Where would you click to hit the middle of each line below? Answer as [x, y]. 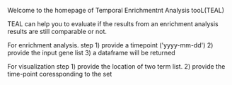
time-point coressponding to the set [60, 74]
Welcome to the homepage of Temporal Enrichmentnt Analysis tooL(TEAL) [116, 10]
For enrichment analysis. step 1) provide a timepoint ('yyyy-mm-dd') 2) [110, 45]
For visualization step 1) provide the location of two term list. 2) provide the [116, 66]
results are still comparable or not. [57, 32]
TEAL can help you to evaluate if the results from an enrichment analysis [113, 24]
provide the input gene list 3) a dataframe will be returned [91, 53]
